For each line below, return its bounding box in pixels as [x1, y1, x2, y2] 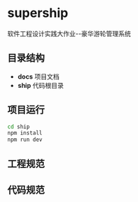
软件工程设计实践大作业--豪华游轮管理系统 [7, 29, 131, 38]
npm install [7, 130, 42, 137]
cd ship [7, 123, 30, 130]
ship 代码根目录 [17, 81, 64, 89]
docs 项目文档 [17, 72, 60, 81]
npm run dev [7, 136, 42, 143]
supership [7, 5, 69, 21]
